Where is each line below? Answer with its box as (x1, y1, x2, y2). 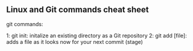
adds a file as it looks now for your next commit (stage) (6, 38, 144, 45)
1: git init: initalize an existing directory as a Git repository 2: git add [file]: (6, 32, 187, 39)
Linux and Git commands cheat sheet (6, 5, 149, 15)
